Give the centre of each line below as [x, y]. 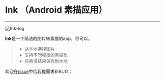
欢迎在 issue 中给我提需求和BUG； [39, 71]
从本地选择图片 [40, 49]
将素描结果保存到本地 [46, 61]
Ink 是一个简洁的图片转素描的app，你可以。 [49, 38]
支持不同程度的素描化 [46, 55]
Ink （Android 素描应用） [56, 10]
